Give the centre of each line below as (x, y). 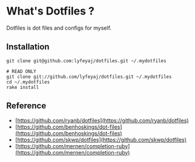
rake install (23, 87)
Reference (26, 106)
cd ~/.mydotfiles (28, 82)
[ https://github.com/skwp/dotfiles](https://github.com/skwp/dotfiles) (101, 140)
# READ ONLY (21, 71)
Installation (28, 47)
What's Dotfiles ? (51, 11)
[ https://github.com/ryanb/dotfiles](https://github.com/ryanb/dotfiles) (102, 120)
